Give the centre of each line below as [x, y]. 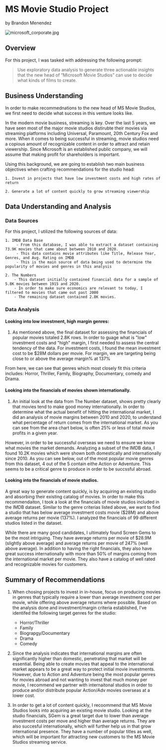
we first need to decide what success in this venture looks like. [69, 113]
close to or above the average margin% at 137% [61, 359]
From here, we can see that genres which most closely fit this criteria [76, 368]
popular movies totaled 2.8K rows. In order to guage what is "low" [80, 338]
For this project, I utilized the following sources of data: [61, 231]
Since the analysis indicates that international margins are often [77, 653]
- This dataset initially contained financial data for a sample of [86, 280]
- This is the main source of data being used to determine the [84, 262]
